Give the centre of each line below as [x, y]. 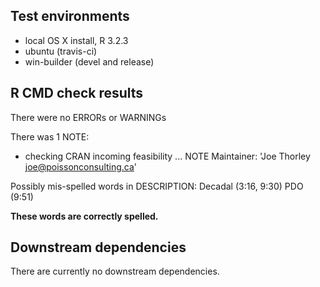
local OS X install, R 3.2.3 [76, 40]
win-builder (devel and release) [89, 61]
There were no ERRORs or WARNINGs [88, 117]
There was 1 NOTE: [50, 136]
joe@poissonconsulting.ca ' [81, 166]
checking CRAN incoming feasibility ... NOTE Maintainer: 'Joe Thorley [167, 156]
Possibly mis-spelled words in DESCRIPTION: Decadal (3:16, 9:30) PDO [157, 186]
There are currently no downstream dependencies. [115, 271]
